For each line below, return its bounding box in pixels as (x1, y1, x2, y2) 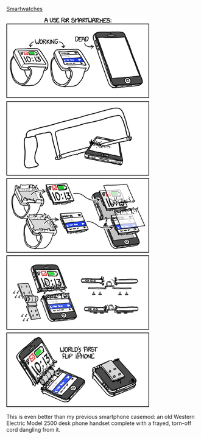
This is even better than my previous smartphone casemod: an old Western (6, 413, 195, 420)
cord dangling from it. (6, 426, 61, 433)
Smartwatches (6, 5, 43, 12)
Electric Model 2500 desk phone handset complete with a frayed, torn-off (6, 420, 192, 427)
